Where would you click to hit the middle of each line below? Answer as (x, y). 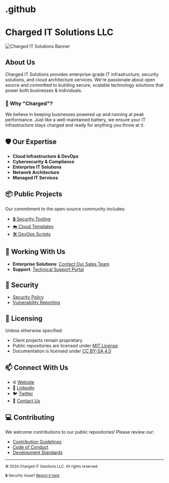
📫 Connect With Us (37, 367)
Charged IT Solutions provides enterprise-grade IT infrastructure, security (82, 74)
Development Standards (37, 452)
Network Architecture (36, 172)
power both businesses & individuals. (44, 90)
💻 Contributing (30, 417)
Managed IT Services (35, 178)
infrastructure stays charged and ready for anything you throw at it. (75, 125)
